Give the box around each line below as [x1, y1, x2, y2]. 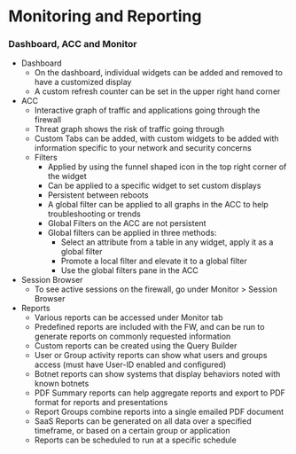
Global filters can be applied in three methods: [47, 228, 217, 239]
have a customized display [34, 77, 132, 88]
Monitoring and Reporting [8, 6, 202, 27]
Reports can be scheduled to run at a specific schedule [34, 434, 237, 445]
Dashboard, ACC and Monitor [8, 38, 137, 51]
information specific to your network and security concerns [34, 143, 252, 153]
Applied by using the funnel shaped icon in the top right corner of [47, 161, 287, 172]
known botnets [34, 379, 90, 389]
